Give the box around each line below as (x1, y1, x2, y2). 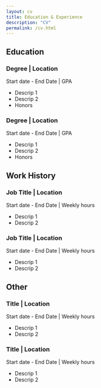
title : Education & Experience (6, 14, 83, 20)
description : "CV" (6, 19, 51, 25)
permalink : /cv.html (6, 25, 57, 31)
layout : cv (6, 8, 33, 15)
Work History (6, 170, 56, 180)
